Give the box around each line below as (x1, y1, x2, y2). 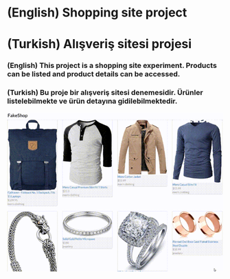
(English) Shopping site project (7, 5, 187, 21)
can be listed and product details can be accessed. (7, 69, 181, 79)
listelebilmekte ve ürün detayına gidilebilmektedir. (7, 96, 178, 106)
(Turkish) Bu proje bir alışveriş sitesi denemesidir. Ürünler (7, 88, 204, 98)
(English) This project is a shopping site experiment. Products (7, 60, 218, 70)
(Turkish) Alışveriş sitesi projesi (7, 36, 192, 52)
